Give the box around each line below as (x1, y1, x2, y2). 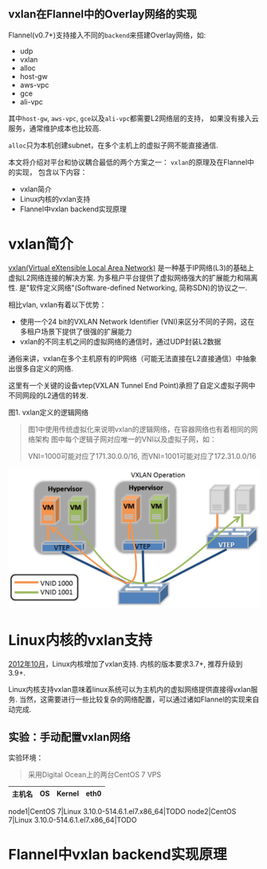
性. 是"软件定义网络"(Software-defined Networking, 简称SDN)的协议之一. (8, 282, 248, 293)
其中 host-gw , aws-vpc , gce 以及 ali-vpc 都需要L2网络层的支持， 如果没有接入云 (8, 113, 259, 123)
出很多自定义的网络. (8, 364, 74, 373)
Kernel (56, 788, 80, 799)
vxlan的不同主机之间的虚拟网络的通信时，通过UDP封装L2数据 (19, 336, 222, 346)
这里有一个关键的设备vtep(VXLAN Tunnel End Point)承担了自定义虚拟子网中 (8, 380, 256, 390)
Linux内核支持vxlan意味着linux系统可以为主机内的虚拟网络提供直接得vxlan (8, 685, 251, 694)
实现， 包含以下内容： (14, 167, 88, 177)
